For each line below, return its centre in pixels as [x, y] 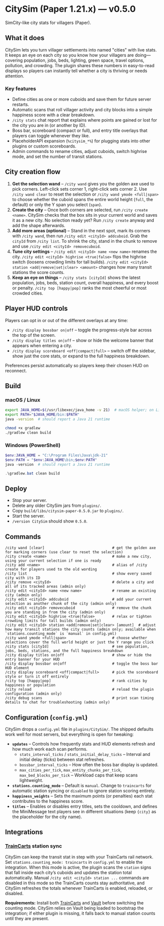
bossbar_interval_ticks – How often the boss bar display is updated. [89, 764]
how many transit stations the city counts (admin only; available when [81, 629]
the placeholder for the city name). [47, 817]
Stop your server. [30, 501]
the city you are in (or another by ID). [49, 125]
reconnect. [16, 371]
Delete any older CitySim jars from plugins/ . [57, 505]
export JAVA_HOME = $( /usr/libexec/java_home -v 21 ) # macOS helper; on [79, 410]
